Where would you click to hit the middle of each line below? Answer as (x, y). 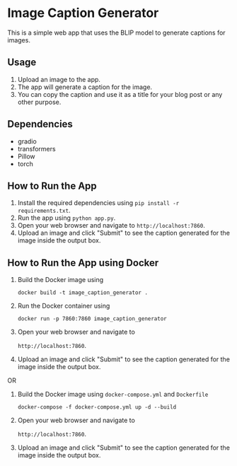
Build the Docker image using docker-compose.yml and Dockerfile (113, 395)
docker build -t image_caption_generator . (83, 293)
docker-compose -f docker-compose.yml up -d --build (97, 407)
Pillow (26, 156)
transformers (36, 148)
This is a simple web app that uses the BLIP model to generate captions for (116, 33)
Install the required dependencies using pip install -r (98, 203)
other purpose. (39, 102)
